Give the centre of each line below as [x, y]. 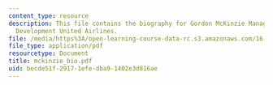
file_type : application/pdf [56, 46]
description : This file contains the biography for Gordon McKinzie [127, 23]
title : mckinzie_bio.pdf [50, 62]
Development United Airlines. [67, 31]
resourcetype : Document [49, 53]
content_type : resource [49, 16]
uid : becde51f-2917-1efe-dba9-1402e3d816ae [83, 69]
